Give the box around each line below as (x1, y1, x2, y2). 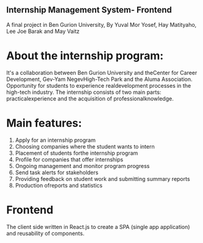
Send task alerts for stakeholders (15, 169, 99, 176)
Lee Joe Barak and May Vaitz (6, 27, 80, 35)
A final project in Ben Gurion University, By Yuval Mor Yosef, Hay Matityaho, (6, 21, 197, 28)
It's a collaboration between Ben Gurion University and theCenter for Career (6, 69, 198, 76)
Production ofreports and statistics (15, 181, 102, 189)
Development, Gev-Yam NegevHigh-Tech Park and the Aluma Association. (6, 76, 193, 83)
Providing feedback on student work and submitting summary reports (15, 175, 190, 182)
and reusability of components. (6, 230, 85, 237)
